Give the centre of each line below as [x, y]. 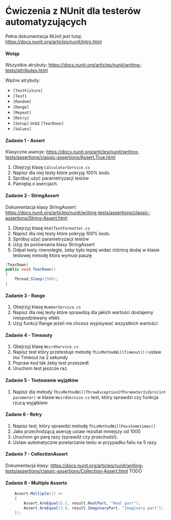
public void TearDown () [31, 270]
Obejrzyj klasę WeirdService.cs [46, 346]
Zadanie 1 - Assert [25, 140]
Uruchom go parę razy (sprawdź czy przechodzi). [65, 437]
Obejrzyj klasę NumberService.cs [47, 307]
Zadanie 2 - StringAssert [32, 195]
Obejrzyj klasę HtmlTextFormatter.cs [51, 228]
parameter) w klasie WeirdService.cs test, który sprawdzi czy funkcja [85, 397]
